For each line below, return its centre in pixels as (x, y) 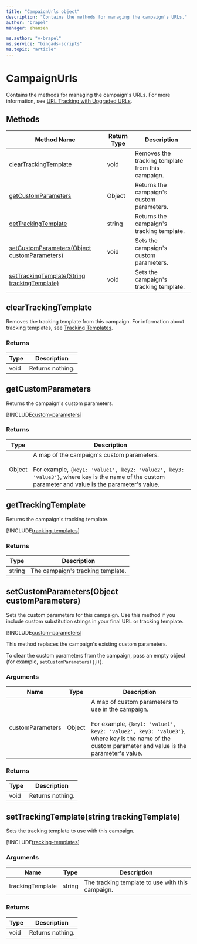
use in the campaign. (119, 709)
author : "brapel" (27, 22)
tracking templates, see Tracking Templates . (60, 328)
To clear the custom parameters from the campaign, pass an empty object (96, 655)
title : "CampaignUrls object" (43, 11)
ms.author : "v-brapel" (34, 39)
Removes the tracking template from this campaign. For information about (95, 322)
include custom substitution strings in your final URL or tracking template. (95, 621)
